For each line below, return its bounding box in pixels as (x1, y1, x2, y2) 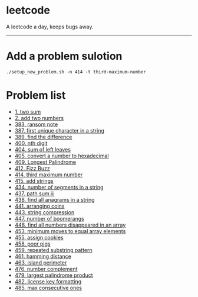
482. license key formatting (14, 277, 81, 285)
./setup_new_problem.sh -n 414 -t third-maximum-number (6, 69, 146, 75)
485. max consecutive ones (14, 284, 82, 291)
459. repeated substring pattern (14, 246, 93, 253)
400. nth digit (14, 140, 48, 147)
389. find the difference (14, 133, 72, 140)
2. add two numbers (14, 114, 64, 121)
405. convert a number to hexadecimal (14, 152, 109, 159)
